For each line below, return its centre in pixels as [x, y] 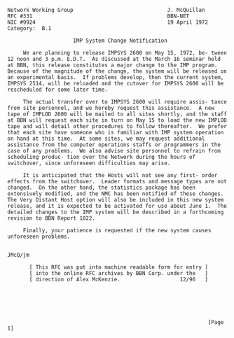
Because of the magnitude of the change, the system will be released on [117, 71]
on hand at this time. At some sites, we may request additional [106, 139]
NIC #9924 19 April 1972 [108, 22]
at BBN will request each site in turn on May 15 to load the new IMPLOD [117, 120]
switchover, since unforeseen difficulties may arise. [89, 163]
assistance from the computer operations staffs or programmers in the [114, 145]
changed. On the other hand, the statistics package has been [102, 188]
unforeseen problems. [39, 237]
